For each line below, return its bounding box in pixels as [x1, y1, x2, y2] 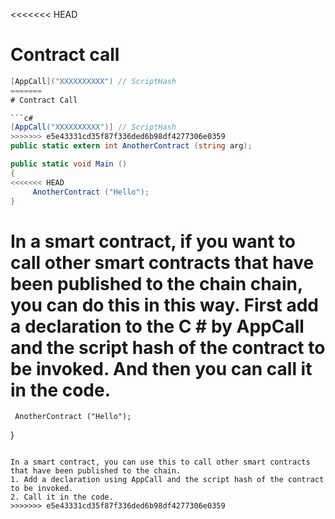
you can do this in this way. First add [10, 294, 320, 316]
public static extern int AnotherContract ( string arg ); [10, 141, 253, 151]
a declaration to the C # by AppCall [10, 315, 305, 338]
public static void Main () [10, 159, 128, 169]
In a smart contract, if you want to [10, 230, 296, 253]
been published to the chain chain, [10, 272, 303, 295]
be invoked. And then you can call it [10, 357, 313, 380]
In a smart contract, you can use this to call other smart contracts [10, 457, 311, 468]
